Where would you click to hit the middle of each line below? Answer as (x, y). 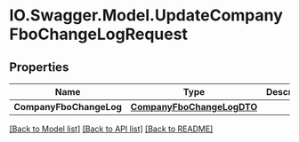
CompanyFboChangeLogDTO (194, 107)
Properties (39, 67)
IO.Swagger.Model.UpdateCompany (146, 16)
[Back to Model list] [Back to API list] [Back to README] (111, 129)
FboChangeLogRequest (99, 34)
